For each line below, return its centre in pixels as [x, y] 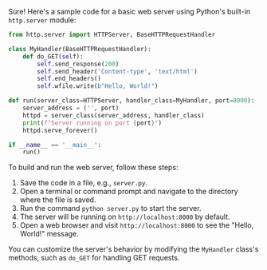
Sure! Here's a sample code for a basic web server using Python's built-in [130, 12]
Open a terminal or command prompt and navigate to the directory [129, 192]
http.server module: [42, 20]
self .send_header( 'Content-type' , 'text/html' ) [117, 71]
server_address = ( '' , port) [71, 108]
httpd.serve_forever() [60, 130]
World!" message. [49, 234]
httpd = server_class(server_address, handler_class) [114, 115]
